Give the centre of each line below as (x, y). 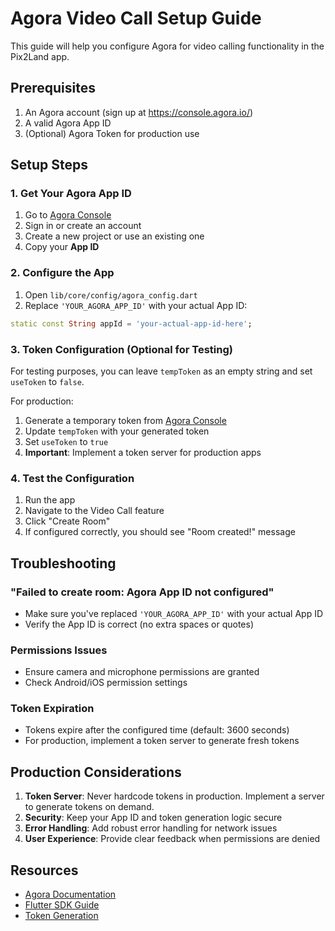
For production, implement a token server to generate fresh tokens (162, 741)
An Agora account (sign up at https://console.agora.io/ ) (139, 112)
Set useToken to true (66, 441)
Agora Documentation (70, 894)
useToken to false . (47, 381)
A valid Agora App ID (68, 123)
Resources (44, 870)
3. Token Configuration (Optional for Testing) (121, 349)
